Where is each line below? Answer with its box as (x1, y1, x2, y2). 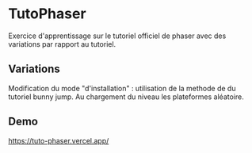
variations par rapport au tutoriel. (8, 39, 116, 48)
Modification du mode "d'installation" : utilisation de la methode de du (8, 83, 236, 93)
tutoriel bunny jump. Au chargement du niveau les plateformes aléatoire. (8, 92, 244, 101)
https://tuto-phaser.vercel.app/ (8, 136, 109, 145)
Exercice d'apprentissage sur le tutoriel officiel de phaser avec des (8, 31, 227, 40)
